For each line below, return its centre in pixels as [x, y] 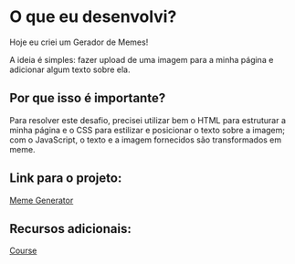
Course [23, 251]
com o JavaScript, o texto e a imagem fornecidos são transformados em [146, 140]
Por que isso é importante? [88, 98]
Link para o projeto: [66, 179]
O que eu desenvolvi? [93, 17]
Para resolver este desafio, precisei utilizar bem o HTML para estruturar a [147, 120]
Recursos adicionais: [71, 229]
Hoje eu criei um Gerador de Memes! [79, 42]
